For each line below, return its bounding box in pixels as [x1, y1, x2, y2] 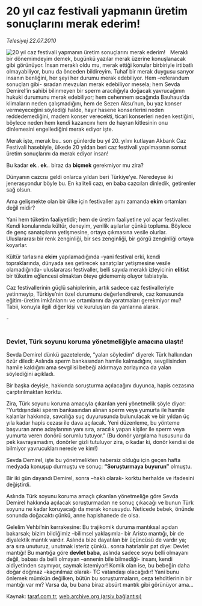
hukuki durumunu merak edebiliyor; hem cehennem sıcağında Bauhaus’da [6, 93, 190, 101]
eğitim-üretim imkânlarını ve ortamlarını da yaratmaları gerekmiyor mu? [6, 296, 182, 304]
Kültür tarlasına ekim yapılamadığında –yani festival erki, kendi [6, 253, 161, 260]
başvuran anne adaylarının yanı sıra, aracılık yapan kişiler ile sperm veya [6, 426, 185, 433]
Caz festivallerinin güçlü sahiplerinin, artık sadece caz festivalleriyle [6, 284, 174, 291]
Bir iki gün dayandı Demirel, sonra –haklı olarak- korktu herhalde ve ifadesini [6, 475, 194, 482]
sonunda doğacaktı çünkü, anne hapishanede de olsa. [6, 512, 140, 519]
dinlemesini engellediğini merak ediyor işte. [6, 125, 114, 133]
